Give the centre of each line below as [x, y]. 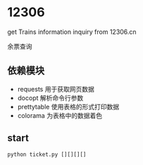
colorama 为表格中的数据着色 [60, 115]
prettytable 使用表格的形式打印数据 [68, 106]
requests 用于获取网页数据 [56, 89]
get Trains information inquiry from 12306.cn [72, 32]
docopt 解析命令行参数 [50, 98]
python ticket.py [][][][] [47, 154]
